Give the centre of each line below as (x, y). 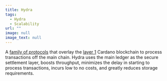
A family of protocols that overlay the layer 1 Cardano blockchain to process (84, 52)
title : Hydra (19, 10)
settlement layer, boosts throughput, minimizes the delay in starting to (77, 62)
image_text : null (23, 38)
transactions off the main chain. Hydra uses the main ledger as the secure (82, 57)
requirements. (20, 73)
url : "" (13, 28)
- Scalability (24, 24)
